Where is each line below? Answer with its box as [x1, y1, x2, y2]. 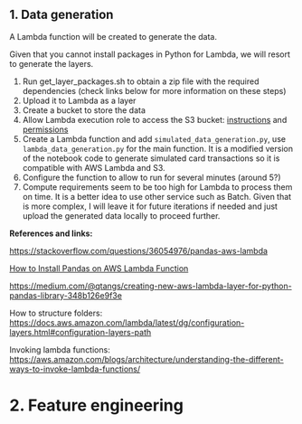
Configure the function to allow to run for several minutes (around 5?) [22, 172, 282, 183]
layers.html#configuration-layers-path [9, 326, 152, 337]
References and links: [9, 228, 93, 239]
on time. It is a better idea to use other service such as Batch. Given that [22, 191, 292, 202]
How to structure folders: [9, 307, 103, 318]
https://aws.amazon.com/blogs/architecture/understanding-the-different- [9, 353, 285, 364]
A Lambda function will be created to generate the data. [9, 31, 218, 42]
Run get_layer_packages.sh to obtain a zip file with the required [22, 76, 260, 87]
